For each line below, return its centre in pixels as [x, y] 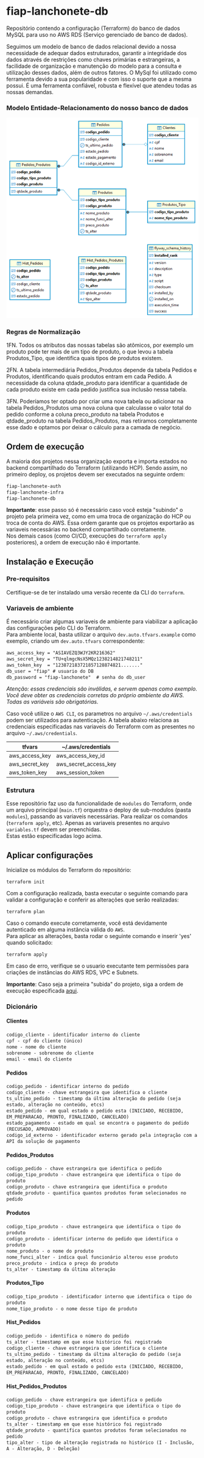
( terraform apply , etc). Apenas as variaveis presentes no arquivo [88, 823]
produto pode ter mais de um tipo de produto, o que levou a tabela [90, 352]
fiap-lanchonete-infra [35, 493]
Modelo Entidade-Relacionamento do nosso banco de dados [97, 108]
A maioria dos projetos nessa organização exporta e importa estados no [97, 461]
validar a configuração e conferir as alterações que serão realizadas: [93, 900]
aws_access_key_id [80, 755]
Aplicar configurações [50, 855]
